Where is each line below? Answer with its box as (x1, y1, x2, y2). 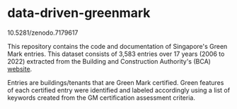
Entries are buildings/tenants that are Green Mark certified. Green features (7, 78, 224, 86)
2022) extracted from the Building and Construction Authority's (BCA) (7, 57, 211, 65)
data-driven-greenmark (7, 5, 151, 21)
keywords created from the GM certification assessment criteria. (7, 93, 196, 102)
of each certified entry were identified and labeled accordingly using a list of (7, 86, 231, 94)
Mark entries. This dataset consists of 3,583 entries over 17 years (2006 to (7, 50, 225, 58)
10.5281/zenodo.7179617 (7, 28, 79, 37)
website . (7, 64, 33, 73)
